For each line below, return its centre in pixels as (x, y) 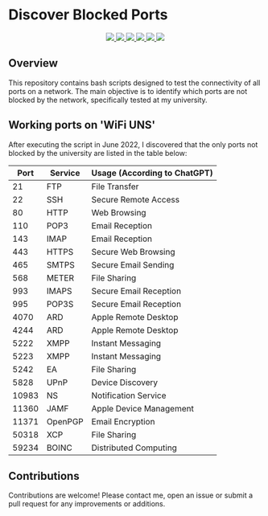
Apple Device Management (143, 408)
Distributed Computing (134, 448)
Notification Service (129, 395)
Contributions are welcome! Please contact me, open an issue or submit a (131, 495)
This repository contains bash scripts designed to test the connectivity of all (134, 83)
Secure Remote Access (135, 199)
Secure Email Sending (133, 264)
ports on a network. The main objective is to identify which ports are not (128, 91)
